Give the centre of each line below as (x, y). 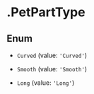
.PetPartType (46, 12)
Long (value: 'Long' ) (46, 83)
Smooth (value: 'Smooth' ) (52, 69)
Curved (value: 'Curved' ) (52, 55)
